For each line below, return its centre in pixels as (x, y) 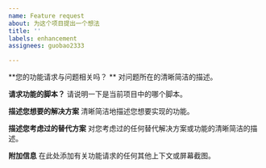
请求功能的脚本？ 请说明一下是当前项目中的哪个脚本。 (98, 94)
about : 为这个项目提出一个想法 (54, 23)
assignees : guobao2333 (46, 46)
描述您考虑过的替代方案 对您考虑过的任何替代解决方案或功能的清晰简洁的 (129, 128)
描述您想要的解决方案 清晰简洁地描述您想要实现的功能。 (101, 111)
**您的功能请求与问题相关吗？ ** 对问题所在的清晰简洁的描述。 (113, 77)
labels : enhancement (43, 38)
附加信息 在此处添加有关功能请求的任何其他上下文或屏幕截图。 (112, 156)
